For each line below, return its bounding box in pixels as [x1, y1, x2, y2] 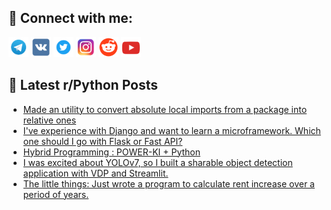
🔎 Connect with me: [8, 10, 133, 27]
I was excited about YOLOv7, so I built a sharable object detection [22, 156, 293, 168]
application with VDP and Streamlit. [22, 167, 169, 179]
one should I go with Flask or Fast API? [22, 135, 183, 147]
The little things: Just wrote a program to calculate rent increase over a [22, 177, 315, 190]
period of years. [22, 188, 90, 200]
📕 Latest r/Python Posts [8, 77, 159, 94]
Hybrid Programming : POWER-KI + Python [22, 146, 201, 158]
